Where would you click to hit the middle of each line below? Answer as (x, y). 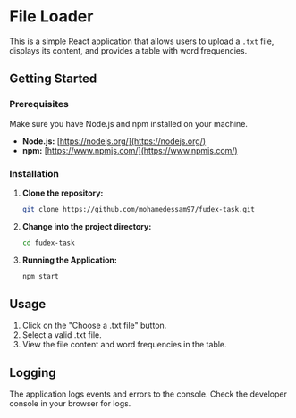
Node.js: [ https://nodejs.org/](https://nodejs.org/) (114, 141)
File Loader (51, 17)
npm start (41, 276)
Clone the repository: (63, 193)
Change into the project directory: (87, 226)
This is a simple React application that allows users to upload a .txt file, (142, 41)
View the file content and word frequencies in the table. (124, 345)
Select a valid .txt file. (62, 335)
